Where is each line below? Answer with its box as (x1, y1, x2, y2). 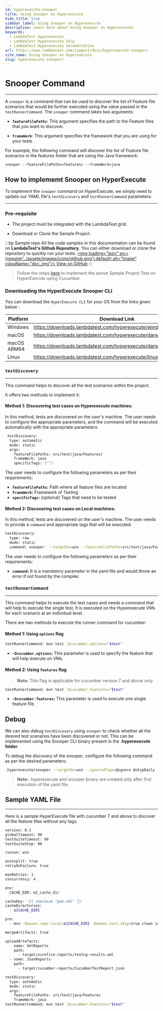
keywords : (5, 30, 25, 35)
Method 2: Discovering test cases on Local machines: (5, 505, 115, 511)
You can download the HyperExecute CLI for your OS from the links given (5, 299, 150, 304)
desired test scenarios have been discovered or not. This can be (5, 733, 134, 739)
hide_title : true (5, 16, 40, 21)
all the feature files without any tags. (5, 818, 78, 824)
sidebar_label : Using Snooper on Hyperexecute (5, 20, 101, 26)
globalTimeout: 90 (5, 832, 42, 837)
